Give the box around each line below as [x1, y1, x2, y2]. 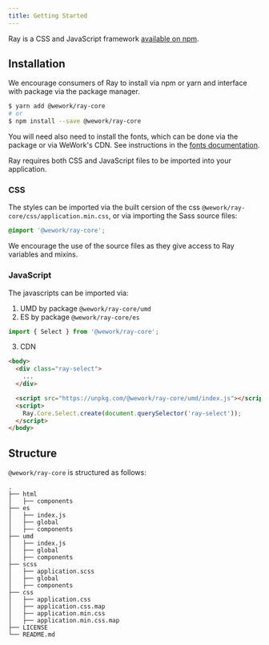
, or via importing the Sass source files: [108, 211, 238, 221]
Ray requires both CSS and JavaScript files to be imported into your [8, 156, 232, 165]
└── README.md [8, 631, 56, 639]
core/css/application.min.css [8, 213, 110, 221]
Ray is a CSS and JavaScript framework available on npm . [8, 34, 199, 43]
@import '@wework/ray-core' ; [8, 226, 106, 235]
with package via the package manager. [8, 87, 140, 96]
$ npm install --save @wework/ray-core [8, 117, 142, 125]
